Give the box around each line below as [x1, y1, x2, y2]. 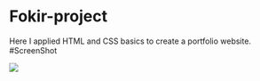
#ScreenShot [9, 45, 58, 55]
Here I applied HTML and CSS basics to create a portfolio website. [9, 36, 251, 46]
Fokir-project [9, 6, 108, 27]
